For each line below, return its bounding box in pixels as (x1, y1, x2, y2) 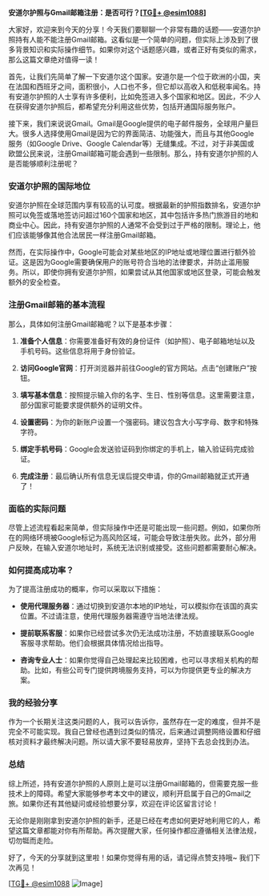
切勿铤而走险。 (8, 835, 58, 845)
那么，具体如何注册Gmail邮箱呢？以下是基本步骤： (8, 319, 175, 329)
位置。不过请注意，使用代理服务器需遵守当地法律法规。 (19, 611, 203, 621)
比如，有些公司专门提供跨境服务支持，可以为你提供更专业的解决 (34, 666, 245, 675)
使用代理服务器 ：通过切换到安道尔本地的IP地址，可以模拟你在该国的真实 (19, 602, 259, 611)
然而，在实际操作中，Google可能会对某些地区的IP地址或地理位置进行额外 (8, 247, 250, 257)
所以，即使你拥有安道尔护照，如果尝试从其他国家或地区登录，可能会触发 (22, 267, 261, 277)
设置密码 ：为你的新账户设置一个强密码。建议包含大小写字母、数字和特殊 (19, 417, 259, 426)
